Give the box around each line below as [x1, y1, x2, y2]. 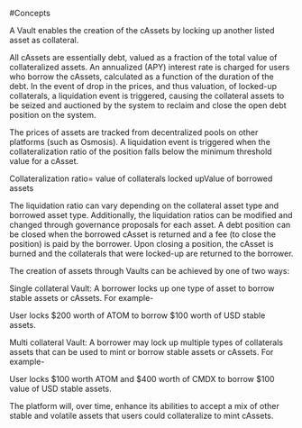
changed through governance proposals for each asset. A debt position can [9, 220, 291, 230]
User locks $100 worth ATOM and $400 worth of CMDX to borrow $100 [9, 374, 275, 384]
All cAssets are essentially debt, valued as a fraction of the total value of [9, 52, 278, 62]
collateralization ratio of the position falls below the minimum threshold [9, 146, 272, 157]
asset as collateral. [9, 35, 79, 45]
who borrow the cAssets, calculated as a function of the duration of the [9, 71, 274, 82]
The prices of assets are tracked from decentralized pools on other [9, 127, 259, 138]
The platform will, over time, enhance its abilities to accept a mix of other [9, 401, 279, 411]
